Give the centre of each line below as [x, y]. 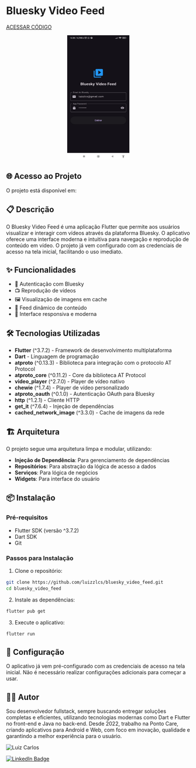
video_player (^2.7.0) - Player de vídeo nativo [69, 382]
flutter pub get [26, 611]
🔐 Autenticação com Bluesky [49, 284]
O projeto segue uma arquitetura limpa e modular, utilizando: [79, 449]
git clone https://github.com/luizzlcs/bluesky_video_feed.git [85, 582]
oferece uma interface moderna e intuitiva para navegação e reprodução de [97, 239]
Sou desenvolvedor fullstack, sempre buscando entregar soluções [86, 711]
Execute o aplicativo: [40, 622]
